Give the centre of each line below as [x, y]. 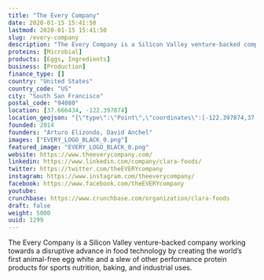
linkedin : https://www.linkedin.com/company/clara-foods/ [105, 162]
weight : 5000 [29, 213]
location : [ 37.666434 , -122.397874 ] [68, 111]
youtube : [22, 191]
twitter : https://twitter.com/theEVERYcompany [86, 169]
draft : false [29, 205]
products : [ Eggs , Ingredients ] [59, 60]
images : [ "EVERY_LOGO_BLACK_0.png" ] [68, 140]
